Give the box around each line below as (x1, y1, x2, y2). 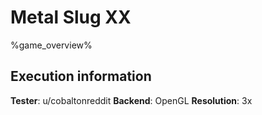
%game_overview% (10, 39, 93, 51)
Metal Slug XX (10, 6, 132, 29)
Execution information (10, 68, 152, 85)
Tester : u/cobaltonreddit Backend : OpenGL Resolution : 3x (10, 94, 253, 106)
